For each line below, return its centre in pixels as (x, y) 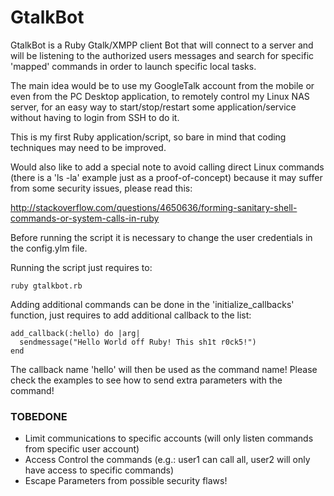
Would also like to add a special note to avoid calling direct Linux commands (167, 167)
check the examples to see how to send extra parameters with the (146, 380)
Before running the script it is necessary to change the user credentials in (161, 237)
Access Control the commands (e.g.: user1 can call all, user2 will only (167, 460)
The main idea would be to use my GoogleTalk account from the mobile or (162, 85)
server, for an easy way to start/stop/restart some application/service (153, 107)
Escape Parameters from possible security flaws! (126, 481)
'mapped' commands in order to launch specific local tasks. (133, 66)
